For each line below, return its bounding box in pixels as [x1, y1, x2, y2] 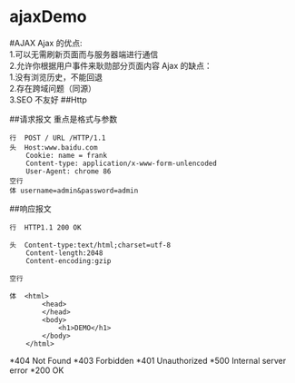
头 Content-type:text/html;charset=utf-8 [9, 241, 171, 250]
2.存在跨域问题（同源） [9, 83, 97, 93]
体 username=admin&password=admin [9, 186, 139, 195]
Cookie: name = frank [25, 151, 107, 160]
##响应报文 [9, 202, 52, 214]
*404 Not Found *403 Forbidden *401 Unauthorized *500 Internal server [9, 355, 287, 366]
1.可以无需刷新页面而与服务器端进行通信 [9, 48, 159, 60]
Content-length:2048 [25, 248, 103, 258]
